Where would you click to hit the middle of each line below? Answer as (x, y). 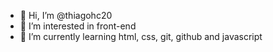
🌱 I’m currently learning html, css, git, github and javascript (141, 36)
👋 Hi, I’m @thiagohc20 (66, 15)
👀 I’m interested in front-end (78, 26)
